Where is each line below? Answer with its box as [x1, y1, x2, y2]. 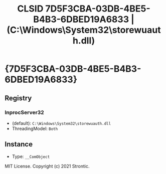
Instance [5, 140, 33, 148]
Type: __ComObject [12, 153, 50, 159]
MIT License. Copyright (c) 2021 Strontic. [5, 163, 90, 169]
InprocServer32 [5, 109, 45, 116]
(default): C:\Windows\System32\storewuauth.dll [12, 120, 111, 126]
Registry [5, 94, 32, 102]
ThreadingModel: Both [12, 125, 58, 131]
